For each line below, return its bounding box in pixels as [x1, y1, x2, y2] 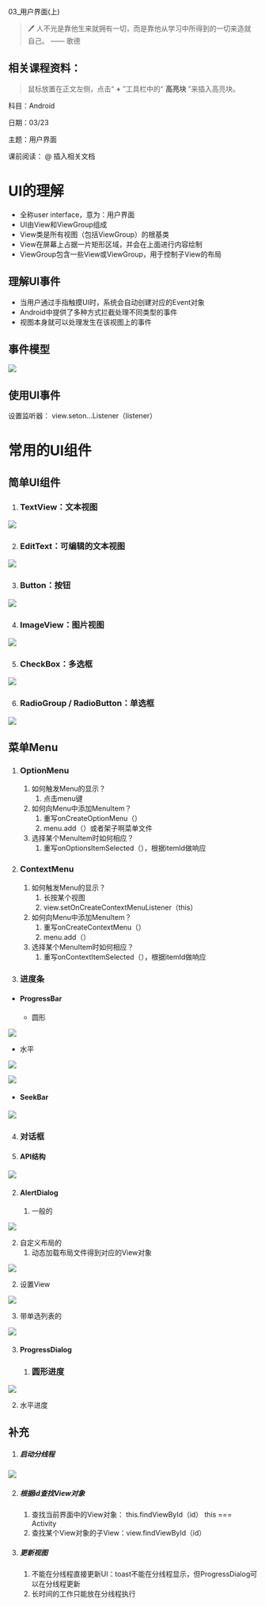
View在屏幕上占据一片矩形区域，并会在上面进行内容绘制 [19, 239, 203, 249]
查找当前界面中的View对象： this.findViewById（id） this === [31, 1510, 233, 1520]
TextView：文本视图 [19, 502, 98, 513]
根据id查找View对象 [19, 1489, 85, 1498]
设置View [19, 1280, 51, 1289]
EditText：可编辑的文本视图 [19, 540, 125, 551]
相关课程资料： [8, 62, 81, 75]
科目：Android [8, 101, 55, 110]
